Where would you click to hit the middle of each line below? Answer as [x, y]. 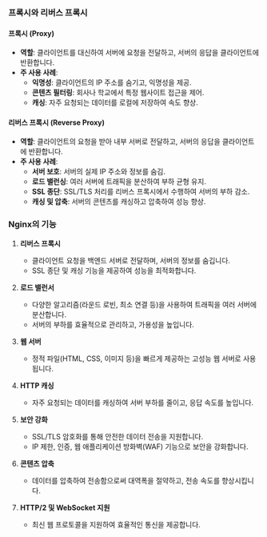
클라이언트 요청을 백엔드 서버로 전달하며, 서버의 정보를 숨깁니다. [131, 260]
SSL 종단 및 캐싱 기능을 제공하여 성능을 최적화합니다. [114, 271]
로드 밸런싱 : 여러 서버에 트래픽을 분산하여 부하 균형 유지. [119, 182]
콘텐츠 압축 [37, 463]
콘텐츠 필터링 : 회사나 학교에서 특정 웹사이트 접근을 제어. [118, 93]
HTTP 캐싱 [37, 385]
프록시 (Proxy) [31, 33]
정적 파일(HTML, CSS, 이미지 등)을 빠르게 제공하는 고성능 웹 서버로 [136, 359]
